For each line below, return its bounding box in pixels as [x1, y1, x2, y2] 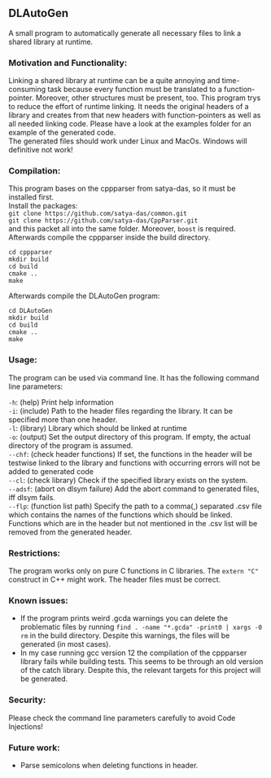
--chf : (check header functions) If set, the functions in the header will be [8, 449, 252, 459]
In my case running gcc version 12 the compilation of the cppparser [20, 648, 247, 658]
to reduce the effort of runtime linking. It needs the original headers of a [8, 102, 250, 112]
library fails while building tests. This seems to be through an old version [20, 657, 264, 666]
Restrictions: [8, 547, 61, 559]
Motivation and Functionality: [8, 57, 128, 68]
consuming [8, 85, 46, 95]
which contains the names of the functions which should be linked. [8, 509, 233, 520]
